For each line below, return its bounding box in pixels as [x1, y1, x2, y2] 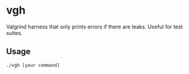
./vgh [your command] [6, 62, 60, 68]
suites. [6, 29, 23, 36]
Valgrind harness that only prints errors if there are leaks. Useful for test [6, 23, 183, 30]
